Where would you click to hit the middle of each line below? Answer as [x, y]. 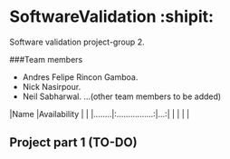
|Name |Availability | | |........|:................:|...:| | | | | [100, 114]
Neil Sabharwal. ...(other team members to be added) [122, 96]
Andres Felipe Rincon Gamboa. [80, 77]
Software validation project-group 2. [77, 42]
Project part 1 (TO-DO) [73, 143]
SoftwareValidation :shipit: [112, 17]
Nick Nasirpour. [52, 86]
